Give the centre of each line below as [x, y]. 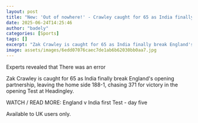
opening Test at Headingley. [40, 91]
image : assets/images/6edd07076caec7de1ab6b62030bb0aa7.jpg [82, 50]
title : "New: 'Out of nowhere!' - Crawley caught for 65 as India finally [100, 17]
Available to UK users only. [39, 114]
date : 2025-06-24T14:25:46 [39, 22]
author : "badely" [27, 28]
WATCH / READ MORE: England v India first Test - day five [77, 102]
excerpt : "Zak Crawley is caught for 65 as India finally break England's [100, 45]
